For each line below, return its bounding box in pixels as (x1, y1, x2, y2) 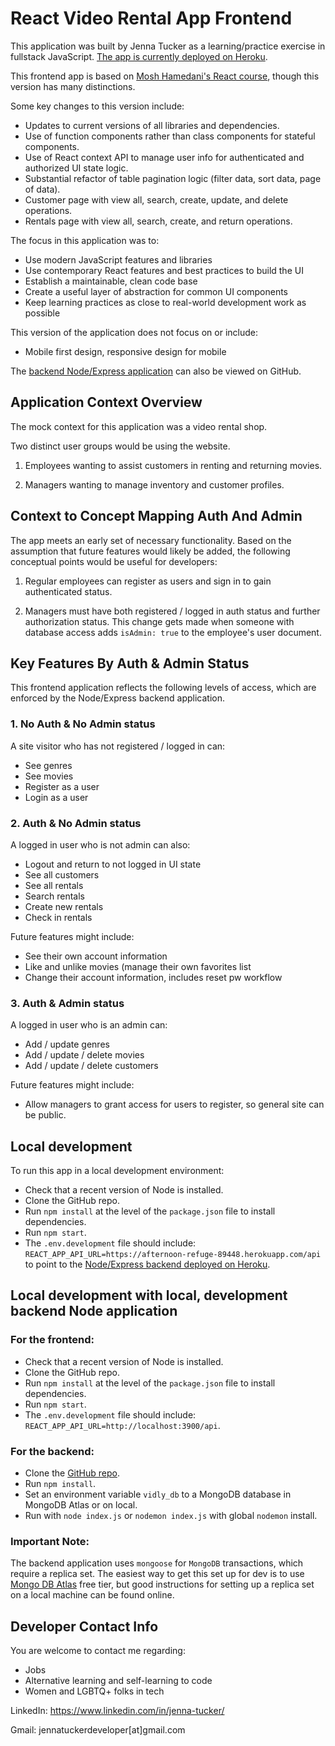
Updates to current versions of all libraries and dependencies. (24, 119, 280, 131)
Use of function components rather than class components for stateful (24, 130, 316, 142)
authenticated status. (24, 585, 113, 597)
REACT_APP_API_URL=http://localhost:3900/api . (24, 1419, 221, 1431)
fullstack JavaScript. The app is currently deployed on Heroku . (10, 50, 268, 62)
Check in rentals (24, 911, 93, 923)
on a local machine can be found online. (10, 1589, 175, 1601)
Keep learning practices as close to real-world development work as (24, 296, 307, 308)
